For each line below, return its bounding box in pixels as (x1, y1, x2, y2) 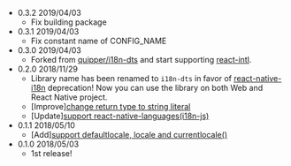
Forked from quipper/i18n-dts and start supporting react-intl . (30, 55, 252, 64)
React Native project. (30, 92, 108, 102)
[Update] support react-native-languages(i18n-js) (30, 110, 210, 121)
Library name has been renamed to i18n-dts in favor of (30, 73, 233, 83)
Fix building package (30, 17, 108, 27)
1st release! (30, 148, 73, 158)
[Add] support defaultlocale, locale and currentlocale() (30, 130, 228, 140)
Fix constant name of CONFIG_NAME (30, 35, 167, 46)
